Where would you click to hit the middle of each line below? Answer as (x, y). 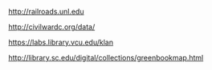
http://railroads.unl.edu (46, 12)
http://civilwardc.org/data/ (52, 27)
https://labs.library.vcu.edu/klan (61, 42)
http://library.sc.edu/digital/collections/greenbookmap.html (106, 58)
